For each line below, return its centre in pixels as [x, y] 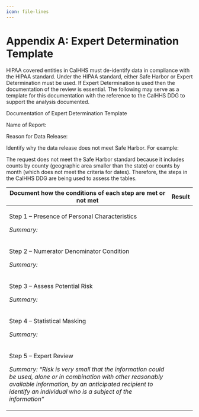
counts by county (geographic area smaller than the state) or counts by [93, 165]
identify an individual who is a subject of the [70, 391]
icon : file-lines [28, 12]
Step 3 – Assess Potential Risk [51, 286]
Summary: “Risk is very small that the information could [87, 369]
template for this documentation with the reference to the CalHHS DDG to [96, 95]
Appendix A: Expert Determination [93, 41]
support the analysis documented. [48, 102]
